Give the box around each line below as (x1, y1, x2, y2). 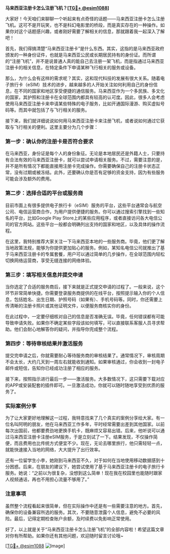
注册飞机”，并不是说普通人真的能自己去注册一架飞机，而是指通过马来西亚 (12, 58, 164, 64)
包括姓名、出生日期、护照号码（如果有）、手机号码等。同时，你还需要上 (14, 296, 163, 302)
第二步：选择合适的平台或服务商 (5, 190, 83, 197)
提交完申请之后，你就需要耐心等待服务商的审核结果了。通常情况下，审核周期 (5, 352, 165, 359)
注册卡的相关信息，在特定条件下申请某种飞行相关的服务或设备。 (5, 64, 138, 70)
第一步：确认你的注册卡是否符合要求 (5, 138, 94, 145)
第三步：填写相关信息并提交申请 (5, 271, 83, 278)
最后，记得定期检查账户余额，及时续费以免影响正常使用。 (14, 515, 134, 522)
